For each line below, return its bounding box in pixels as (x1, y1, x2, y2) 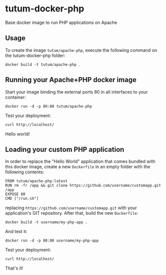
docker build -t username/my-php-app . (5, 220, 88, 225)
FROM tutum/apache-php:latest (5, 179, 68, 184)
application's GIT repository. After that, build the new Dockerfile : (5, 210, 138, 216)
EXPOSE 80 (5, 192, 26, 197)
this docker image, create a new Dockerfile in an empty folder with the (5, 164, 151, 170)
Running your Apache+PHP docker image (5, 76, 137, 84)
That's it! (5, 265, 23, 272)
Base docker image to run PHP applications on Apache (5, 19, 118, 25)
